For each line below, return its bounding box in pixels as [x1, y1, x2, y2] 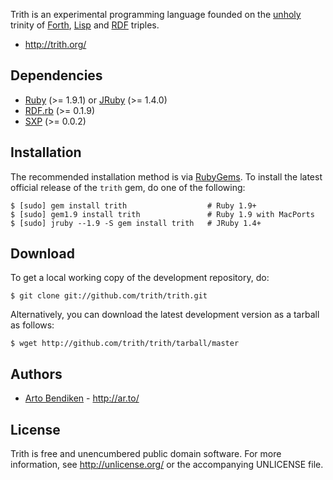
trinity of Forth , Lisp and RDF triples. [10, 19, 160, 31]
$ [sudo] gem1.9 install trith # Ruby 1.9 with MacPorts [10, 209, 315, 219]
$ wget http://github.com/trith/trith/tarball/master [10, 339, 240, 349]
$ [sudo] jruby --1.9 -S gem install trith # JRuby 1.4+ [10, 218, 262, 228]
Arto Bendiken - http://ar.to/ [24, 392, 140, 404]
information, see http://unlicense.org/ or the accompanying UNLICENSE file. [10, 459, 324, 471]
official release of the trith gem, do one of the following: [10, 181, 246, 193]
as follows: [10, 319, 55, 331]
